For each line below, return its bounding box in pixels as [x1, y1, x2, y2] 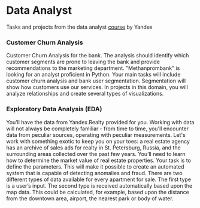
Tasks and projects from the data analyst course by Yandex [6, 23, 153, 30]
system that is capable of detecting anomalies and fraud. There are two [6, 169, 183, 176]
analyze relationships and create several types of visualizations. [6, 90, 164, 97]
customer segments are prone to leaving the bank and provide [6, 58, 160, 66]
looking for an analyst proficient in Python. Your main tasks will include [6, 71, 181, 78]
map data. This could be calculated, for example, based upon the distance [6, 188, 190, 195]
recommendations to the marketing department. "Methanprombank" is [6, 65, 180, 72]
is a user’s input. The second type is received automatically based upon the [6, 182, 193, 189]
